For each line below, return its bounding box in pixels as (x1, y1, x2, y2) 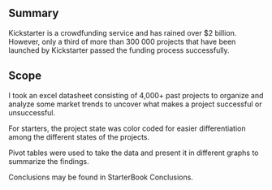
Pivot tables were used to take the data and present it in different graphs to (8, 148, 259, 158)
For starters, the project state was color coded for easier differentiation (8, 123, 246, 133)
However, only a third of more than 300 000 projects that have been (8, 37, 236, 46)
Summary (8, 6, 59, 20)
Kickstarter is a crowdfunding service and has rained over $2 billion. (8, 28, 237, 37)
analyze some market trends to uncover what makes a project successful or (8, 99, 262, 109)
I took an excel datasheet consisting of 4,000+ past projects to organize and (8, 90, 264, 100)
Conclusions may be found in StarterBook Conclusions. (8, 172, 193, 182)
